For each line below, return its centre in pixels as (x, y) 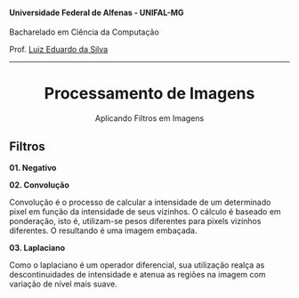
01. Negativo (33, 167)
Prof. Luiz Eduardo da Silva (59, 50)
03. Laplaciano (37, 247)
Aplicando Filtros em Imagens (149, 118)
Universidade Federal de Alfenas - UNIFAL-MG (97, 12)
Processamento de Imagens (149, 94)
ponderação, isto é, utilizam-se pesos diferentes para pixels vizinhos (135, 221)
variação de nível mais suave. (64, 284)
